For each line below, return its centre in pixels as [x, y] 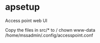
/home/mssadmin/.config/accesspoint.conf [49, 35]
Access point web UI [26, 21]
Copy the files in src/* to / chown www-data [50, 30]
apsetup [23, 7]
